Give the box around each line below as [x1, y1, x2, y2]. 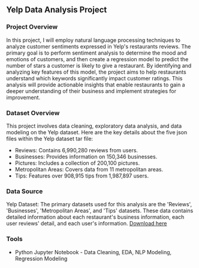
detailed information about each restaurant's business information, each [6, 213, 185, 221]
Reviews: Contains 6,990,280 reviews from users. [14, 146, 138, 153]
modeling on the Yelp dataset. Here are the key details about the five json [6, 128, 188, 135]
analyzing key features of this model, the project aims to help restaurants [6, 68, 187, 76]
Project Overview [6, 23, 58, 31]
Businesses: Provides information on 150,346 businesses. [14, 153, 158, 160]
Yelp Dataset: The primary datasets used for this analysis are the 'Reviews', [6, 201, 192, 208]
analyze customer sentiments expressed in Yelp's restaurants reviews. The [6, 43, 191, 50]
